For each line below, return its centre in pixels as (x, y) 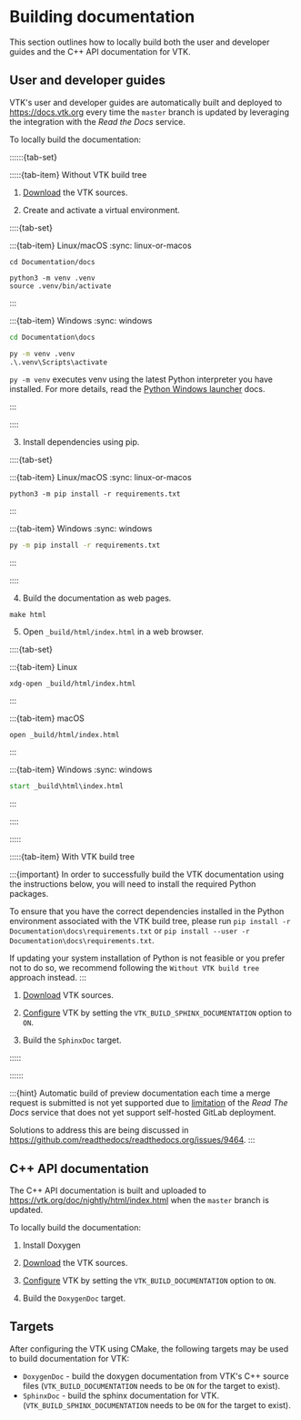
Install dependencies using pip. (81, 442)
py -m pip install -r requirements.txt (85, 545)
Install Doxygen (51, 1245)
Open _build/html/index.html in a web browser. (113, 632)
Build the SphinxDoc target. (72, 1040)
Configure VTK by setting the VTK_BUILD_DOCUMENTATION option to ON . (149, 1280)
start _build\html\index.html (67, 787)
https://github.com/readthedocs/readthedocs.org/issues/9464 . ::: (132, 1140)
